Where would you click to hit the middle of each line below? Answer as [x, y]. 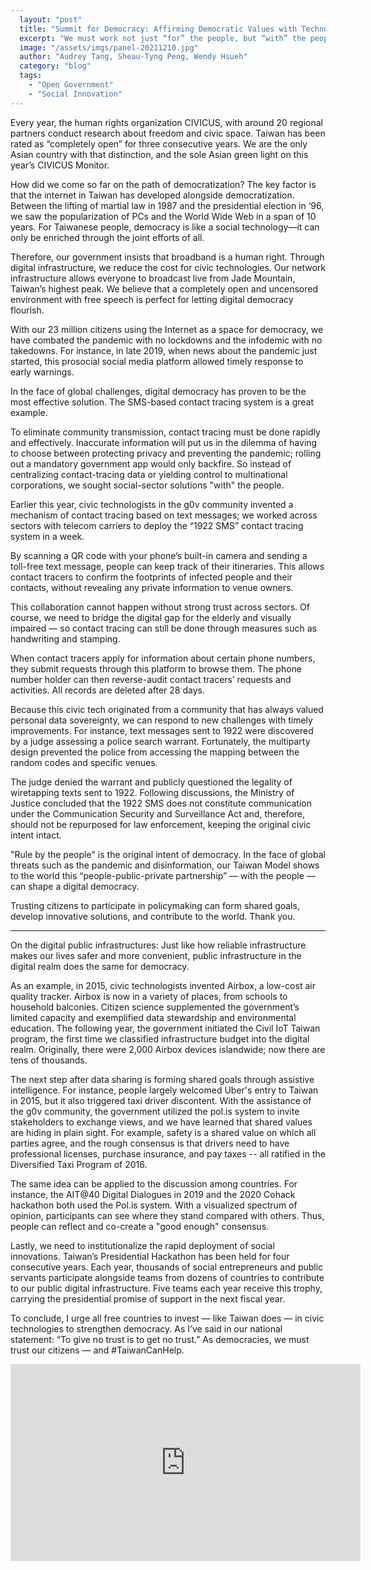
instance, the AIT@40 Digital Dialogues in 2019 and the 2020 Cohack [153, 1194]
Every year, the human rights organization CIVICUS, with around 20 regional [166, 122]
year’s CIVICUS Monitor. [60, 165]
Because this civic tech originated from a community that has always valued [167, 709]
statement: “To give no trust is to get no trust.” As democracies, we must [160, 1339]
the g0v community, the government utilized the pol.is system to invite [155, 1111]
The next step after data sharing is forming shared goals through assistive [162, 1079]
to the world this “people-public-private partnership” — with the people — [163, 875]
